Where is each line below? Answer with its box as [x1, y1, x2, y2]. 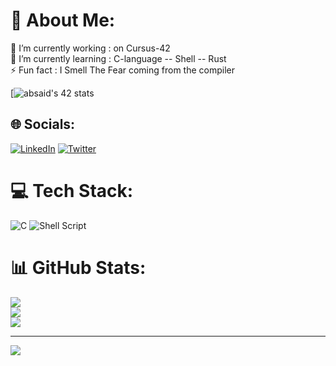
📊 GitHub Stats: [10, 256, 147, 279]
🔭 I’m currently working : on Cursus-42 [10, 42, 171, 54]
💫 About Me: [10, 9, 116, 32]
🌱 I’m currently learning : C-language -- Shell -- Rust [10, 52, 227, 64]
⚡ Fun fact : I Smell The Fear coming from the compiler [10, 64, 236, 76]
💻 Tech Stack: [10, 179, 134, 202]
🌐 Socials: [10, 116, 76, 133]
